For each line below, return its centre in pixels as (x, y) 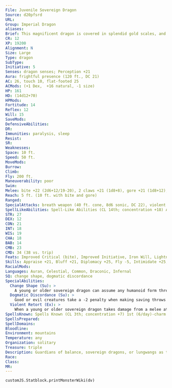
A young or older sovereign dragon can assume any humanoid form (86, 290)
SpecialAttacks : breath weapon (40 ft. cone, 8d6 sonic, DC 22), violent (86, 205)
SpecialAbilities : (25, 281)
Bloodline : (17, 328)
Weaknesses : (18, 148)
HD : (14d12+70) (21, 96)
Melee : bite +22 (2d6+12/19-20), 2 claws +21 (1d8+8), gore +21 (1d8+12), (87, 191)
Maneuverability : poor (29, 181)
